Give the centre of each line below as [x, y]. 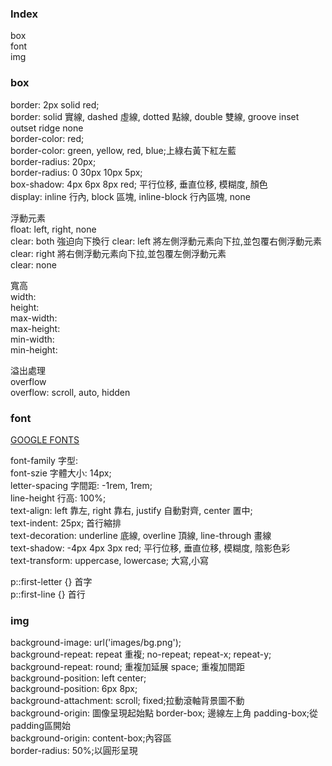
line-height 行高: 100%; [58, 498]
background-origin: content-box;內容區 [91, 738]
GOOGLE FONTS [45, 439]
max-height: [35, 328]
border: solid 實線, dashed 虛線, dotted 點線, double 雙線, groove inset [155, 116]
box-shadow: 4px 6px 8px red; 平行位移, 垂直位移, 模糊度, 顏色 [139, 184]
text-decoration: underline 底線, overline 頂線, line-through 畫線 [141, 535]
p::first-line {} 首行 [48, 594]
